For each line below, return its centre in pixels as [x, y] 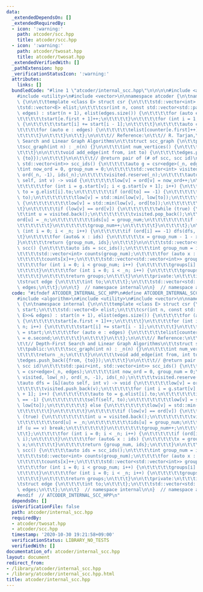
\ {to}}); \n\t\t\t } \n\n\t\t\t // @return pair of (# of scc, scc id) [105, 158]
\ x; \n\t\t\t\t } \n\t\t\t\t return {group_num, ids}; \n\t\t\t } [95, 445]
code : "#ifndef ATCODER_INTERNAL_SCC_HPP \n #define [77, 293]
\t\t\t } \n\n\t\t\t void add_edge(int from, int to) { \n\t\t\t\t [98, 152]
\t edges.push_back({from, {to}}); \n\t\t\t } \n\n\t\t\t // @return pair [107, 360]
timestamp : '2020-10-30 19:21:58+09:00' [63, 535]
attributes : [27, 79]
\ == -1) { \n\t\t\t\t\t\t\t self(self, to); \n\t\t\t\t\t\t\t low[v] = [105, 400]
